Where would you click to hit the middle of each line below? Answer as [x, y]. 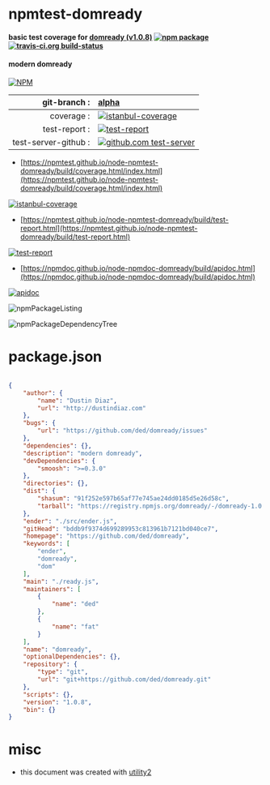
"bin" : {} [40, 710]
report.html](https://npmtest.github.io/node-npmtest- [109, 228]
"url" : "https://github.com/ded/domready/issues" [122, 431]
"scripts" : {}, [49, 694]
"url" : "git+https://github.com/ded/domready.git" [124, 680]
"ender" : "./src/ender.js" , [70, 521]
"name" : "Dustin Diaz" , [77, 401]
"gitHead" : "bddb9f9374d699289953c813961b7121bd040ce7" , [121, 529]
